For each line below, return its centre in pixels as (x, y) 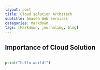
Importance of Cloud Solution (50, 47)
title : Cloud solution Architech (39, 14)
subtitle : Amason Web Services (36, 18)
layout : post (18, 9)
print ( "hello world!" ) (28, 63)
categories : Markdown (27, 23)
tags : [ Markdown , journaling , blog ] (42, 28)
